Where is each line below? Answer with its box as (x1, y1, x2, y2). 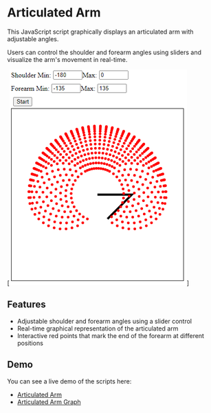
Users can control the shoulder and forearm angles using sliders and (7, 48, 201, 56)
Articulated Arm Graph (16, 397, 81, 406)
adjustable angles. (7, 34, 59, 43)
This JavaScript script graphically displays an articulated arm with (7, 27, 194, 36)
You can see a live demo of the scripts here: (7, 377, 132, 386)
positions (16, 339, 43, 347)
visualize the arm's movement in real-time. (7, 55, 128, 63)
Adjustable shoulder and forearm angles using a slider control (16, 317, 192, 325)
